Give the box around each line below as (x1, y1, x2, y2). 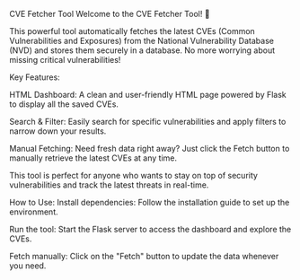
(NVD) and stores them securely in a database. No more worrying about (9, 45, 276, 56)
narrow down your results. (9, 126, 107, 136)
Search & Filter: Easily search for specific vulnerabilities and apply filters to (9, 117, 287, 127)
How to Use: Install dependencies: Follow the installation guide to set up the (9, 197, 290, 207)
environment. (9, 206, 58, 217)
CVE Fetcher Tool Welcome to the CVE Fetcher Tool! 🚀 (9, 9, 210, 19)
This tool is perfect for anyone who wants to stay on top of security (9, 171, 259, 180)
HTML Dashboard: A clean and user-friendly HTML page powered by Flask (9, 90, 287, 100)
